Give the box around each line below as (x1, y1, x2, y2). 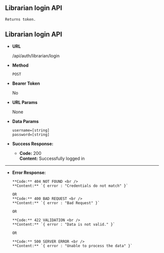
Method (12, 62, 29, 68)
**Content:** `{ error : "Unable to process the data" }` (12, 243, 133, 248)
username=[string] (12, 127, 50, 133)
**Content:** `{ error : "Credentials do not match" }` (12, 183, 128, 188)
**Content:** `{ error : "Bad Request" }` (12, 201, 100, 205)
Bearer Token (12, 80, 41, 86)
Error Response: (12, 169, 46, 176)
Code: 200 (19, 150, 41, 156)
